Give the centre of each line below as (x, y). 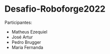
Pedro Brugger (26, 42)
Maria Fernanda (27, 47)
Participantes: (18, 22)
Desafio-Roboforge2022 (55, 9)
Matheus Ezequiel (29, 32)
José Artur (22, 37)
